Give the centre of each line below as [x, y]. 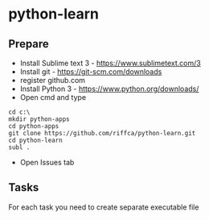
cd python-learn [35, 140]
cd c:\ [19, 112]
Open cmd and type [53, 97]
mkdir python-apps [39, 119]
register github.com [53, 80]
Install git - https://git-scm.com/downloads [91, 72]
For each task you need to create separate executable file [104, 207]
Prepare [29, 44]
